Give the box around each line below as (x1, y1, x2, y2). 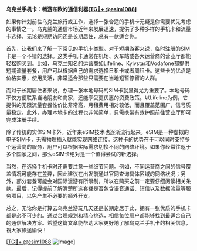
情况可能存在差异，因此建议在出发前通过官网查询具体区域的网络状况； (11, 170, 181, 177)
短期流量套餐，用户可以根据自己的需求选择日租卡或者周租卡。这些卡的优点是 (6, 67, 191, 74)
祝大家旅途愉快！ (6, 226, 47, 233)
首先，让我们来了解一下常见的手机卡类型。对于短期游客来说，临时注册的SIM (6, 45, 191, 52)
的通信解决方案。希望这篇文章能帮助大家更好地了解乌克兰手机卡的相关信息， (6, 219, 191, 226)
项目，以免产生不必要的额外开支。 (11, 192, 94, 199)
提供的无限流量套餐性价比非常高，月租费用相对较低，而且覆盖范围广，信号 (6, 102, 186, 108)
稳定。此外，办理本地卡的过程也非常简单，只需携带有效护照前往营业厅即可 (11, 109, 191, 116)
